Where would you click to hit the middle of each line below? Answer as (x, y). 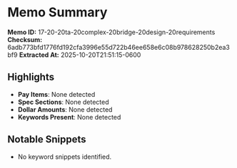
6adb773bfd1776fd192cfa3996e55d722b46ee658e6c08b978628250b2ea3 (118, 47)
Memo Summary (57, 12)
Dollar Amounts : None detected (65, 109)
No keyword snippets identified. (65, 157)
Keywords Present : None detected (69, 117)
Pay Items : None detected (56, 94)
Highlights (31, 77)
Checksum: (25, 39)
